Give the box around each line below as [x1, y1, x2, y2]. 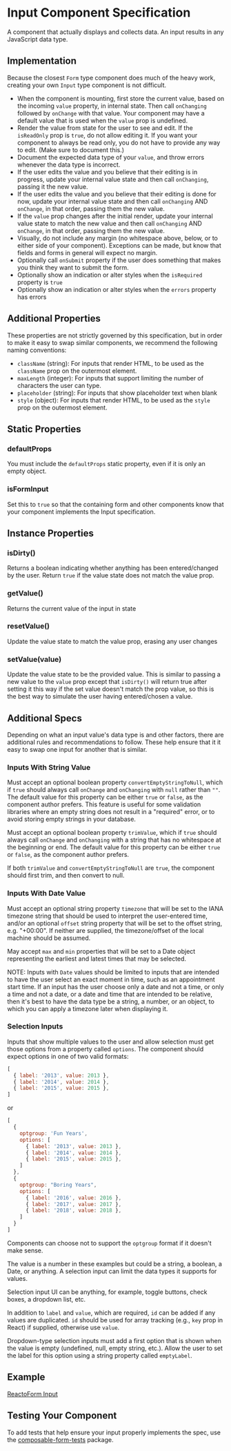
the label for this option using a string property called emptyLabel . [7, 1351, 192, 1360]
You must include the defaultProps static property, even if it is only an [7, 460, 205, 468]
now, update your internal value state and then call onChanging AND [17, 197, 208, 205]
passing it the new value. [17, 182, 88, 191]
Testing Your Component [7, 1410, 117, 1422]
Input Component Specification [7, 5, 191, 21]
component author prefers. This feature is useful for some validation [7, 800, 201, 808]
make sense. [7, 1246, 43, 1255]
